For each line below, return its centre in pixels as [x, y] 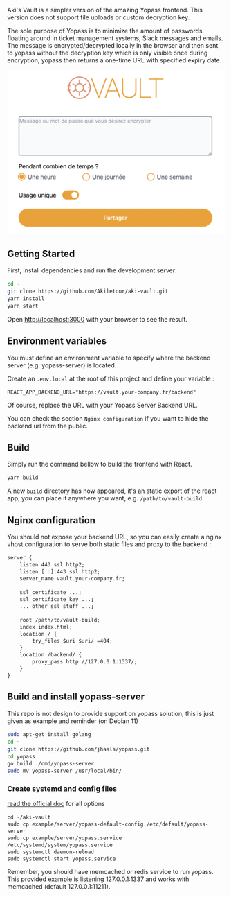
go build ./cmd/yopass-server [51, 764]
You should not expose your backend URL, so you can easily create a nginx [115, 537]
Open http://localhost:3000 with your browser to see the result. [98, 319]
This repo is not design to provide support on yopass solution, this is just [111, 713]
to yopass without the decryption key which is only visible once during [108, 53]
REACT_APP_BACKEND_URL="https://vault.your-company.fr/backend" [102, 392]
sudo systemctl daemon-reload [51, 852]
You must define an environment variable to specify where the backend [109, 358]
